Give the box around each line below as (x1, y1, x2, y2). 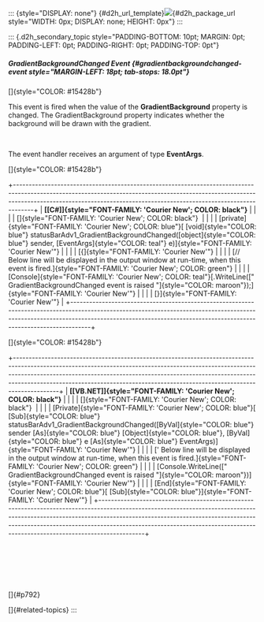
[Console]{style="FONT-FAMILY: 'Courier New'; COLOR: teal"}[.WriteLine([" (8, 272, 255, 281)
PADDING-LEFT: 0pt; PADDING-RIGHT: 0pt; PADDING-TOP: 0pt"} (8, 40, 219, 50)
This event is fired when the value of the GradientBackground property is (8, 102, 248, 111)
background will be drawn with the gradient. (8, 118, 151, 128)
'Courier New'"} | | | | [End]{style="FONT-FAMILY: (84, 478, 247, 488)
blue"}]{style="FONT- (180, 486, 252, 496)
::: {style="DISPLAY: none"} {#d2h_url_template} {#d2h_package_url (8, 9, 236, 17)
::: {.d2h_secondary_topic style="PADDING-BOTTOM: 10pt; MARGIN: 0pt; (8, 32, 246, 41)
